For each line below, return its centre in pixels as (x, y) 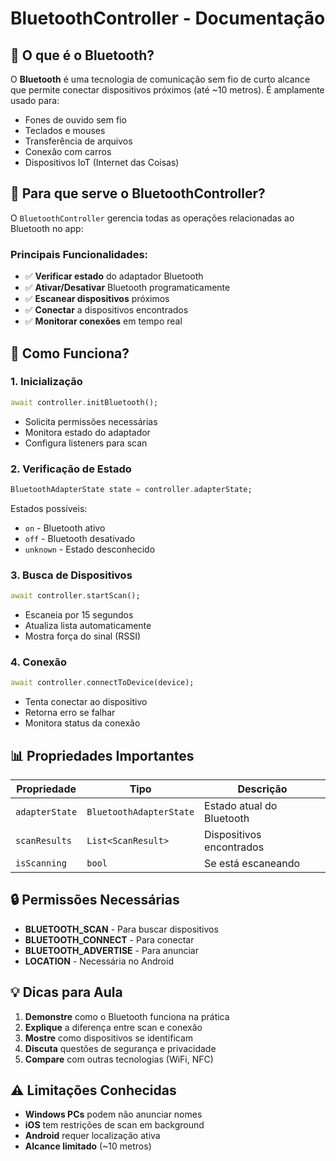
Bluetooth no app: (47, 228)
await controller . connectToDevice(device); (102, 683)
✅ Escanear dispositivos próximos (97, 299)
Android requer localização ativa (92, 1136)
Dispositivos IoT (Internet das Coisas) (102, 162)
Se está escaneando (252, 863)
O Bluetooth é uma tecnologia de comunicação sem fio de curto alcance (160, 79)
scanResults (44, 840)
